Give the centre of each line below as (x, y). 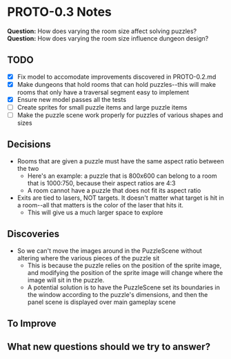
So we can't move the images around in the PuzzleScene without (109, 250)
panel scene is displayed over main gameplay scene (101, 302)
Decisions (29, 144)
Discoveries (33, 234)
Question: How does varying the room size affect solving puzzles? (102, 31)
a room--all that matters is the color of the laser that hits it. (100, 205)
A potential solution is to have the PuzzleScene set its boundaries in (124, 287)
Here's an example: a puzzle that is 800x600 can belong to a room (122, 176)
